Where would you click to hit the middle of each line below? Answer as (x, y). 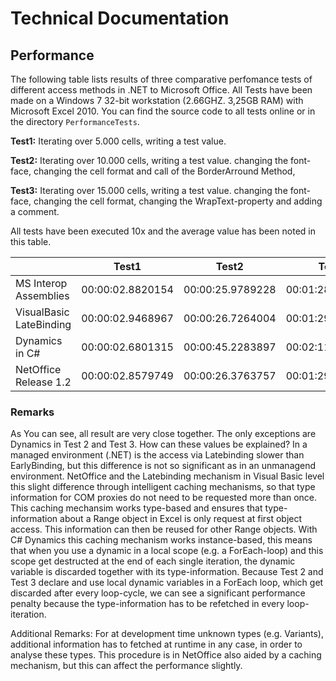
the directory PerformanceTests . (75, 121)
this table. (31, 241)
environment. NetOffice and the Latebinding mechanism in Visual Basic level (167, 476)
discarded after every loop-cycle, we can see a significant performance (158, 593)
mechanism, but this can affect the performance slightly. (126, 666)
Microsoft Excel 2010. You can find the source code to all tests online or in (163, 111)
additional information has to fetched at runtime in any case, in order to (156, 644)
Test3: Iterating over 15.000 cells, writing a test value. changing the (149, 190)
